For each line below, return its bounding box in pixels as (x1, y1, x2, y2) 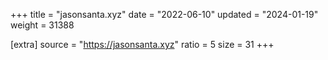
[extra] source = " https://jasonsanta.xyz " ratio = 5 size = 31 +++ (10, 39, 275, 50)
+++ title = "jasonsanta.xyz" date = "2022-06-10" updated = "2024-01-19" (10, 9, 319, 20)
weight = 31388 (10, 19, 75, 31)
